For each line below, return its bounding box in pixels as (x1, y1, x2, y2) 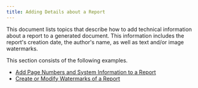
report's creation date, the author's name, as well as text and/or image (6, 38, 185, 46)
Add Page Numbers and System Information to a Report (15, 68, 156, 76)
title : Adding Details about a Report (6, 8, 105, 15)
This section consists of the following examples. (6, 56, 128, 64)
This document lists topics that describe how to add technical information (6, 25, 192, 33)
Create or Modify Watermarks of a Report (15, 75, 121, 82)
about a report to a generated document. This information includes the (6, 32, 185, 39)
